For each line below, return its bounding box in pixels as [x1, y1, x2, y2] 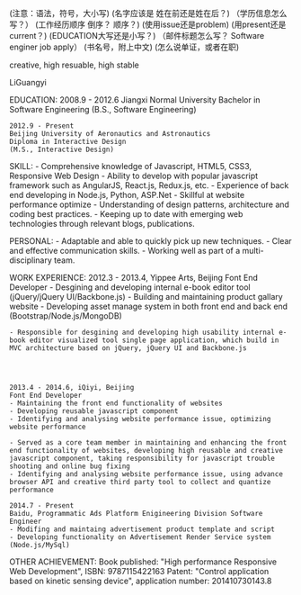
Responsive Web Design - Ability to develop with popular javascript [9, 170, 259, 181]
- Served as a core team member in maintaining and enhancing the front [9, 438, 288, 447]
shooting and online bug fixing [9, 462, 130, 471]
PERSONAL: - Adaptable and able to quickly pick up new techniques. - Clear [9, 236, 292, 246]
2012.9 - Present [9, 122, 75, 131]
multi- [242, 246, 264, 256]
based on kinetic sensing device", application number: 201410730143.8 [9, 575, 272, 586]
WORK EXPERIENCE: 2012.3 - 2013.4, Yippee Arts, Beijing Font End [9, 273, 259, 283]
